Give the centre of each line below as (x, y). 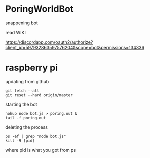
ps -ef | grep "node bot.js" (36, 136)
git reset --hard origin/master (39, 95)
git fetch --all (22, 91)
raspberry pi (32, 68)
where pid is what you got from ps (41, 150)
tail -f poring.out (26, 118)
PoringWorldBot (39, 9)
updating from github (27, 81)
